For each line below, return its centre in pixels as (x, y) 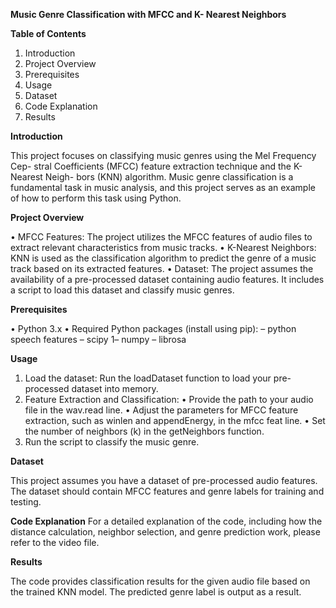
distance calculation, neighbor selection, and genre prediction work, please (165, 532)
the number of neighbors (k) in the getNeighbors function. (144, 431)
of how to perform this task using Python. (96, 198)
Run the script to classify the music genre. (112, 442)
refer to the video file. (55, 542)
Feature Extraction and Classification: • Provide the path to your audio (169, 399)
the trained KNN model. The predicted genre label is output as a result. (156, 592)
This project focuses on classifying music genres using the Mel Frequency (163, 155)
